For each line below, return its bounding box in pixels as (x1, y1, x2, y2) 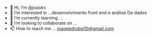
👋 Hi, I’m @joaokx (9, 5, 46, 10)
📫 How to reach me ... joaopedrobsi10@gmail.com (9, 26, 114, 31)
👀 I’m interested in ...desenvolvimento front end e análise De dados (9, 10, 148, 16)
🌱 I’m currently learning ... (9, 15, 63, 20)
